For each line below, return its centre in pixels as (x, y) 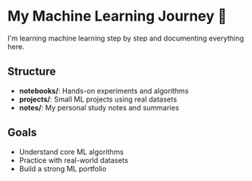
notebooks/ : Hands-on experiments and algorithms (104, 90)
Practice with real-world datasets (73, 160)
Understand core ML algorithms (71, 152)
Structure (32, 72)
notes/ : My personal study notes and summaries (99, 107)
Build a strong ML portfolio (63, 168)
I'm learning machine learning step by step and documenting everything (126, 38)
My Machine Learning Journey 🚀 (117, 16)
